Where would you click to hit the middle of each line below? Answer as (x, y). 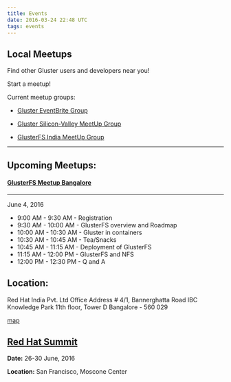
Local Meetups (40, 54)
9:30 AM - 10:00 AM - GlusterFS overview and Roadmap (97, 225)
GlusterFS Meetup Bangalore (49, 183)
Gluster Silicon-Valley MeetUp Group (69, 124)
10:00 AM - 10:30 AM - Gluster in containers (79, 232)
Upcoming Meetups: (52, 165)
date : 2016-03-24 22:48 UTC (47, 20)
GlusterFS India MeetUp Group (60, 137)
